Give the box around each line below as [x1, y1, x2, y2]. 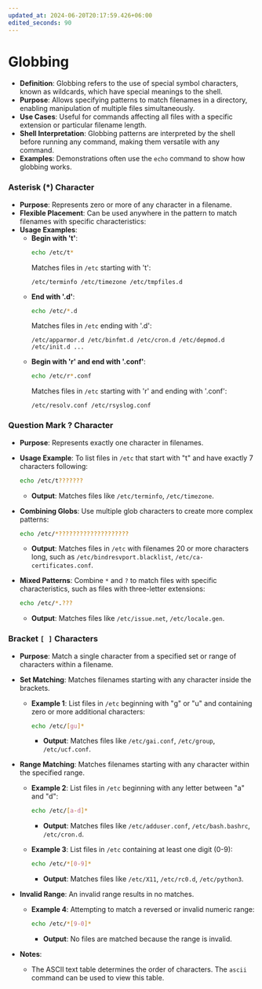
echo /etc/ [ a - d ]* [31, 807, 89, 815]
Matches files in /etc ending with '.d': [31, 321, 152, 330]
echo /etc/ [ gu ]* [31, 721, 85, 730]
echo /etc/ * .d [31, 307, 78, 315]
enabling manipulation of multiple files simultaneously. [19, 104, 195, 113]
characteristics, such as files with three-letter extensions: [19, 584, 206, 594]
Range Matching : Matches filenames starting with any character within [19, 760, 249, 769]
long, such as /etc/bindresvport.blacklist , [31, 552, 174, 562]
